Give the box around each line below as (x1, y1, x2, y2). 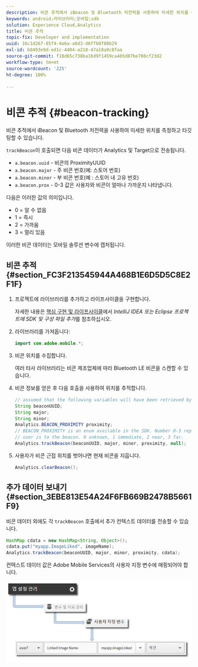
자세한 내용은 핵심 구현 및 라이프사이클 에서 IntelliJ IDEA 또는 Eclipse (14, 308, 173, 315)
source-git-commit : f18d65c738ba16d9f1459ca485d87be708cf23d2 (6, 53, 162, 59)
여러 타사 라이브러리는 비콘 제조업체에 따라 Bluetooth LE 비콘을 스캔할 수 (14, 364, 183, 372)
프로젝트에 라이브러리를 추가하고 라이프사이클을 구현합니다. (14, 295, 151, 302)
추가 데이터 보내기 (6, 482, 67, 493)
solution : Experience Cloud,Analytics (6, 22, 101, 28)
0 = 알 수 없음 (14, 207, 47, 214)
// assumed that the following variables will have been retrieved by (14, 396, 192, 403)
